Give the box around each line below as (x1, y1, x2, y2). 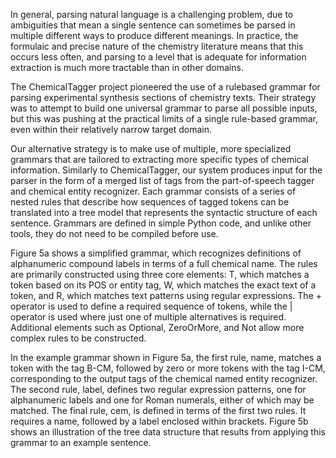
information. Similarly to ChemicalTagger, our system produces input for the (10, 164, 323, 176)
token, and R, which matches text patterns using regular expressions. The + (10, 290, 322, 301)
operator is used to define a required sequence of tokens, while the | (10, 300, 293, 312)
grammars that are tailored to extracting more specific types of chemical (10, 154, 309, 165)
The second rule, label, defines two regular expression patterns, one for (10, 384, 307, 395)
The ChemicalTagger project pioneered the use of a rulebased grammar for (10, 81, 321, 93)
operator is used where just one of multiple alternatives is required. (10, 311, 287, 323)
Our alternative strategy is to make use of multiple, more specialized (10, 143, 292, 154)
